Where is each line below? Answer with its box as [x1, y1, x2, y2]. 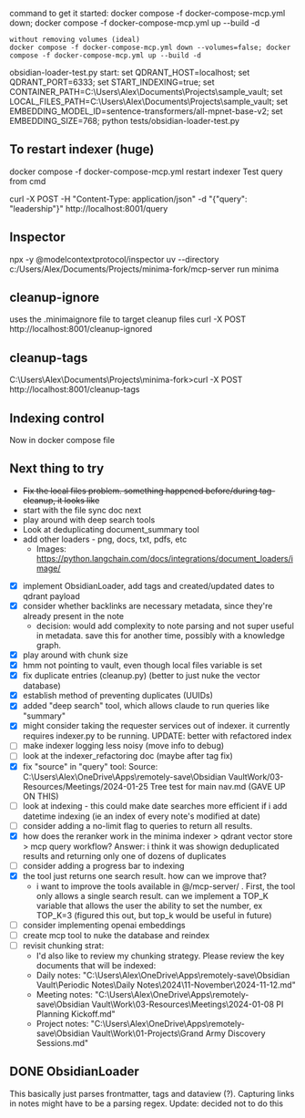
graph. [36, 640, 62, 650]
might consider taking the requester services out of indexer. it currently [22, 720, 290, 731]
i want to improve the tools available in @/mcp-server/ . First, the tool [36, 880, 296, 892]
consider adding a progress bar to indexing [22, 860, 185, 871]
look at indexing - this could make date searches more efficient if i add [22, 800, 288, 811]
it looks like [57, 494, 100, 505]
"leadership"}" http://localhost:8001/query [9, 202, 168, 213]
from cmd [9, 175, 46, 186]
